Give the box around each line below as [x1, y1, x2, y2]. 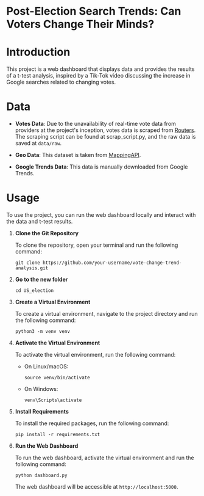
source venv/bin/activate [24, 374, 90, 381]
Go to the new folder [15, 276, 68, 283]
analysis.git [15, 265, 49, 271]
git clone [15, 260, 41, 266]
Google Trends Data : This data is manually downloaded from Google [15, 163, 188, 170]
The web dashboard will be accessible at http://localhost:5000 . [15, 483, 178, 490]
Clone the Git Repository [15, 230, 79, 236]
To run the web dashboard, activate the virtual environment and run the [15, 454, 194, 461]
